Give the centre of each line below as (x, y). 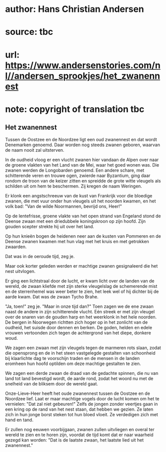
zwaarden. (16, 247)
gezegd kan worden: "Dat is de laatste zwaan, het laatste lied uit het (74, 440)
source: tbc (29, 32)
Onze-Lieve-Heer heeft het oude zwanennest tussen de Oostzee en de (78, 393)
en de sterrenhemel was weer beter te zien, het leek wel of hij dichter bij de (82, 291)
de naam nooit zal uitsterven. (35, 150)
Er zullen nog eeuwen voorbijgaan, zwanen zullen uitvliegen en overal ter (80, 429)
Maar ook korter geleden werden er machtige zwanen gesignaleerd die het (82, 266)
